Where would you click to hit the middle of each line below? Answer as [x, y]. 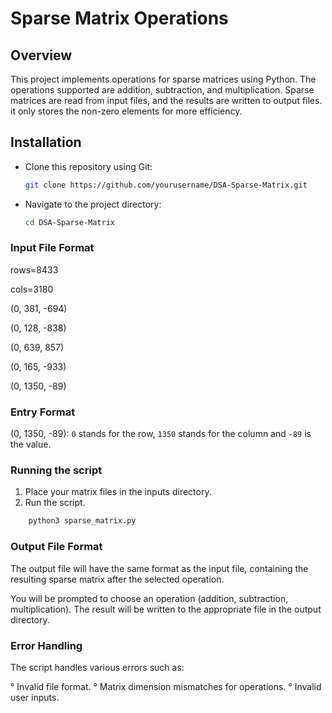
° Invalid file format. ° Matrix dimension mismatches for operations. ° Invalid [166, 686]
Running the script [56, 470]
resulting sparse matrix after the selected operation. [117, 579]
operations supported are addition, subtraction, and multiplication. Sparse [162, 90]
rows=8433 [34, 269]
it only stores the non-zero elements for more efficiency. [126, 111]
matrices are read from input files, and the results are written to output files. [166, 100]
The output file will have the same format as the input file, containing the [159, 568]
